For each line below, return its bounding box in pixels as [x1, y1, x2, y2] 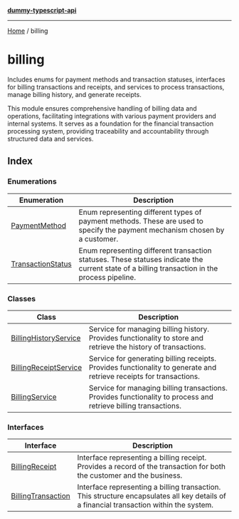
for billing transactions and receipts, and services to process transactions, [7, 82, 225, 91]
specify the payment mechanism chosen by [78, 225, 225, 235]
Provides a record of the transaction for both [77, 462, 226, 472]
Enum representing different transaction [78, 246, 212, 256]
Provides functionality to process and [88, 392, 213, 402]
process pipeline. [78, 272, 137, 282]
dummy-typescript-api [7, 6, 77, 14]
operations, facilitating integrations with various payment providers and [7, 111, 217, 120]
